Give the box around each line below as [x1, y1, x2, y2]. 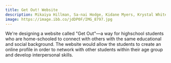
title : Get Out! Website [5, 7, 58, 13]
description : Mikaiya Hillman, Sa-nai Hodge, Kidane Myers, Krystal [5, 12, 154, 17]
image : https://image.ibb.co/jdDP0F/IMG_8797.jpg [5, 17, 113, 22]
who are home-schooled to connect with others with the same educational [5, 36, 162, 42]
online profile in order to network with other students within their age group [5, 46, 163, 53]
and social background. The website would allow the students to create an [5, 41, 161, 47]
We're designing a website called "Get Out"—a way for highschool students [5, 31, 164, 37]
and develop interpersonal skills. [5, 52, 73, 58]
